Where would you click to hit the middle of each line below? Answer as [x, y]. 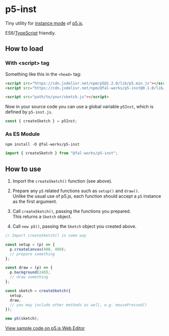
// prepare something [32, 254]
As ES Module [23, 134]
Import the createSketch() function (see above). [62, 181]
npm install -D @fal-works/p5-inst [43, 144]
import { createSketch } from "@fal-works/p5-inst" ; [62, 153]
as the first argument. [35, 202]
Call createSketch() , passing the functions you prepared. [72, 211]
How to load [24, 49]
